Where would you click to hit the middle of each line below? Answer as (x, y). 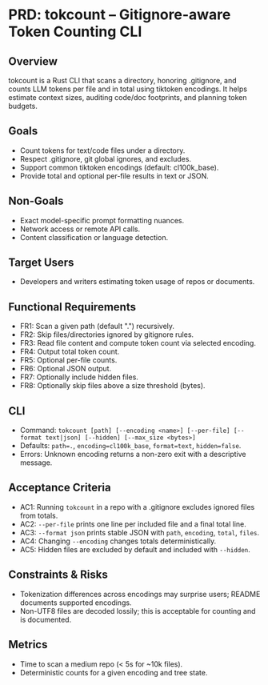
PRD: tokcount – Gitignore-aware (120, 15)
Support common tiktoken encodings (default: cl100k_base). (119, 167)
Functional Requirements (72, 307)
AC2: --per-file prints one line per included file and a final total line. (133, 524)
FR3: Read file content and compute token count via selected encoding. (138, 343)
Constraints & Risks (58, 575)
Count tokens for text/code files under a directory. (102, 150)
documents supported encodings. (76, 603)
